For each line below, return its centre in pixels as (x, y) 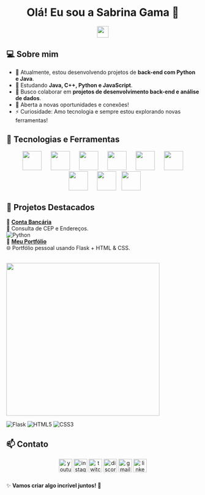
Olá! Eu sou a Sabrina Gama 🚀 (103, 13)
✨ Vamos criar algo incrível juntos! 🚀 (54, 485)
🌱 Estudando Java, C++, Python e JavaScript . (74, 85)
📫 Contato (28, 445)
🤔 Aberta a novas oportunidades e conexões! (72, 105)
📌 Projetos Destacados (50, 207)
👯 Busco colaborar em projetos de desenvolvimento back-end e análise (107, 92)
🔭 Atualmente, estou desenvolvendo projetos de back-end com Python (105, 72)
